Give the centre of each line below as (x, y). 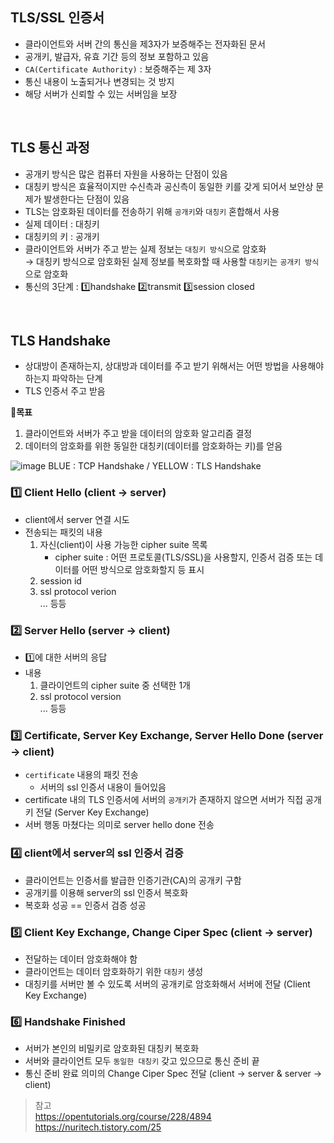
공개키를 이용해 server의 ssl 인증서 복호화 (106, 892)
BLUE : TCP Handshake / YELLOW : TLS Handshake (155, 466)
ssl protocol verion (78, 591)
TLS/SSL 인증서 (57, 18)
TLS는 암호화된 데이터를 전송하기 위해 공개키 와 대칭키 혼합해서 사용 (152, 211)
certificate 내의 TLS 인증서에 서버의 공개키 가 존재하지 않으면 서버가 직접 (164, 800)
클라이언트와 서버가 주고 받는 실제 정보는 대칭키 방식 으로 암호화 (145, 249)
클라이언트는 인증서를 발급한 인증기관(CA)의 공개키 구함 (133, 880)
